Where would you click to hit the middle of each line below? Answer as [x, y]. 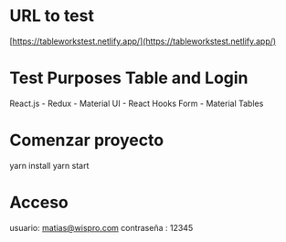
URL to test [52, 16]
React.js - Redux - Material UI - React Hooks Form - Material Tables [137, 103]
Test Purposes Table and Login [129, 78]
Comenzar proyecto [87, 140]
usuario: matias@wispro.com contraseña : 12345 [101, 227]
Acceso [39, 203]
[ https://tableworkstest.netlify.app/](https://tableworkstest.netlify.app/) [143, 41]
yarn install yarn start [49, 165]
